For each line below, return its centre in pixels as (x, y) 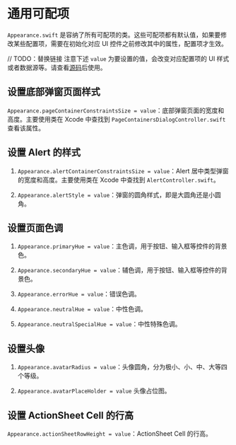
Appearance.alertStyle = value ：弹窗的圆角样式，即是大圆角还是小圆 (119, 195)
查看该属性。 (26, 128)
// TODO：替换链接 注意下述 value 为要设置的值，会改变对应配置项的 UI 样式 (118, 58)
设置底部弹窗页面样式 (54, 92)
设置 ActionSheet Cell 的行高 (71, 415)
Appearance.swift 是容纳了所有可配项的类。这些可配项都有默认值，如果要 (114, 35)
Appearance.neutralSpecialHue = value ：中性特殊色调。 (99, 324)
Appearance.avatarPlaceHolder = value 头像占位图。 (94, 391)
